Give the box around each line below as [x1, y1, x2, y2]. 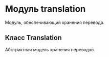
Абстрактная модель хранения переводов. [5, 46, 95, 52]
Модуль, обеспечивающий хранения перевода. [5, 19, 105, 25]
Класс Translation [5, 34, 62, 42]
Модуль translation [5, 3, 86, 15]
